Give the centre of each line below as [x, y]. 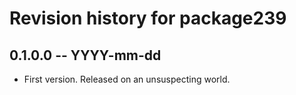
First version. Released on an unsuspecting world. [127, 79]
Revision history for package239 [148, 18]
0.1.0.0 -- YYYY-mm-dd [85, 55]
